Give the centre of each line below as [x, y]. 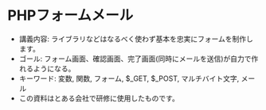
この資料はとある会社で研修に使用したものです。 [99, 98]
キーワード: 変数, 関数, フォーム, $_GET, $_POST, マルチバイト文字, [129, 78]
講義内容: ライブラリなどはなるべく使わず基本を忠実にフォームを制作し [136, 39]
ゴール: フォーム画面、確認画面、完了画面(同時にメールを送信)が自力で [135, 59]
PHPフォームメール [70, 15]
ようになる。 [54, 68]
